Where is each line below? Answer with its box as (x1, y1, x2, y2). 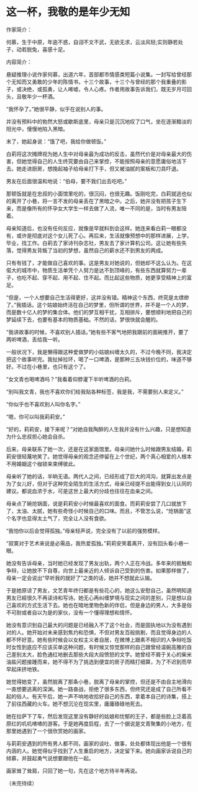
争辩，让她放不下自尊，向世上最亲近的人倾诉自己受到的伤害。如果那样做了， (6, 566, 192, 574)
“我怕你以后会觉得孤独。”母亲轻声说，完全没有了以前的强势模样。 (6, 527, 163, 534)
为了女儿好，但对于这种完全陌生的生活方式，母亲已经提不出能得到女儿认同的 (6, 480, 192, 487)
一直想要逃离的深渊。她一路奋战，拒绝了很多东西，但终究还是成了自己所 (6, 685, 181, 692)
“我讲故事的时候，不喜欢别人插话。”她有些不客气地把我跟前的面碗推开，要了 (6, 328, 189, 336)
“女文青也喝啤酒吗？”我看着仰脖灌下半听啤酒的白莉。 (6, 375, 135, 383)
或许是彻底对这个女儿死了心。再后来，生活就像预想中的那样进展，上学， (16, 232, 192, 239)
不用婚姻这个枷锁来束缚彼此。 (6, 460, 78, 467)
